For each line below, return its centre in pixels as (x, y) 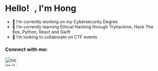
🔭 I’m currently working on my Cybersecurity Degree (65, 22)
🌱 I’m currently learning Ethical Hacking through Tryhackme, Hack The (83, 26)
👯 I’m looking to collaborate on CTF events (54, 37)
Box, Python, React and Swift (41, 32)
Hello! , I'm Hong (41, 8)
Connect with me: (26, 49)
